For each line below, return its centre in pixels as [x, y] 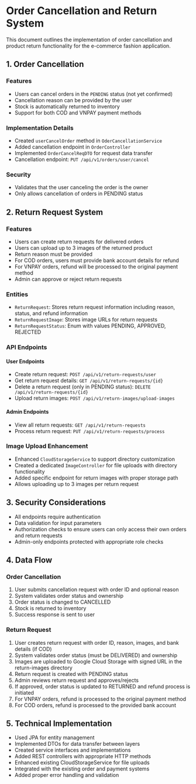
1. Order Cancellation [45, 64]
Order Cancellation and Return [82, 11]
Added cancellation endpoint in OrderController [73, 147]
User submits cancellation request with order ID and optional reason [97, 589]
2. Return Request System [55, 212]
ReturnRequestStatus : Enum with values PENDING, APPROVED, [90, 326]
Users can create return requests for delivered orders [79, 242]
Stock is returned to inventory [50, 608]
